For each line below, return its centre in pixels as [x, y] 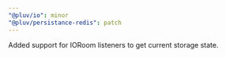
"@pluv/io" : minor [38, 15]
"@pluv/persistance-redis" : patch [65, 23]
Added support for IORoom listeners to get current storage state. [113, 45]
